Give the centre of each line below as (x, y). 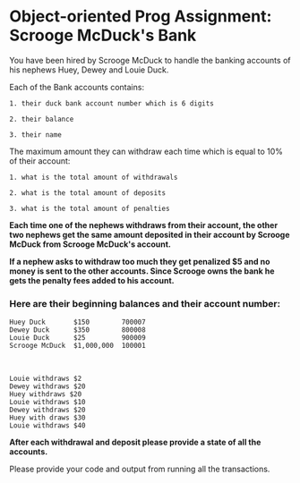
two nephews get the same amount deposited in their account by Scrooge (150, 234)
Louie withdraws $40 (48, 426)
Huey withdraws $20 (46, 394)
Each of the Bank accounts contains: (77, 87)
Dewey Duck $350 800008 (77, 330)
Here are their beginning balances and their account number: (145, 303)
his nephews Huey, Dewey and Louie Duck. (89, 70)
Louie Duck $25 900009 (77, 338)
